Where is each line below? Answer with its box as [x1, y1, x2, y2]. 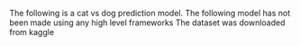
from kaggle [9, 27, 55, 37]
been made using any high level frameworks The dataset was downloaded [9, 17, 286, 28]
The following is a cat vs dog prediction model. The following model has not [9, 8, 291, 18]
